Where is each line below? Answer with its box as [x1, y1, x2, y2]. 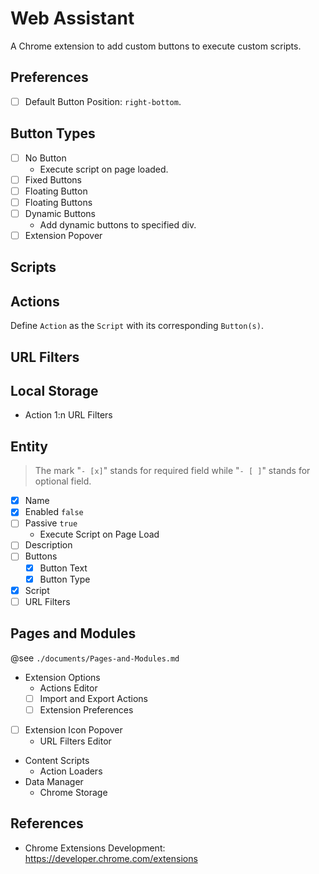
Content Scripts [24, 754, 90, 766]
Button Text [39, 562, 88, 574]
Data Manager [24, 775, 84, 787]
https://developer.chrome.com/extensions [24, 852, 198, 864]
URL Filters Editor [39, 735, 112, 747]
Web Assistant [10, 7, 135, 30]
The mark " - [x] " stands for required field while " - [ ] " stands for [34, 465, 311, 477]
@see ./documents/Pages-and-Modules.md [10, 652, 180, 664]
